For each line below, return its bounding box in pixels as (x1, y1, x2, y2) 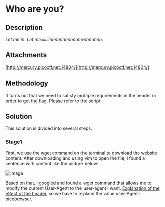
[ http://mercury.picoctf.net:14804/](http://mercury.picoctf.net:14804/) (5, 64, 150, 71)
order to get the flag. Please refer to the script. (5, 98, 102, 104)
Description (5, 23, 43, 32)
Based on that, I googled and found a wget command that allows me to (5, 180, 152, 186)
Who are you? (5, 3, 64, 15)
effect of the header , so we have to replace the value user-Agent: (5, 190, 141, 196)
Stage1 (5, 138, 22, 145)
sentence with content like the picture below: (5, 160, 99, 166)
